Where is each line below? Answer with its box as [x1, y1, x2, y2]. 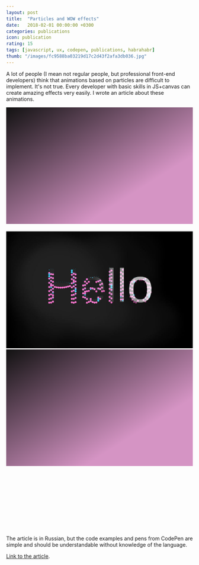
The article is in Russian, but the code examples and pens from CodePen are [6, 535, 194, 542]
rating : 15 [6, 41, 33, 47]
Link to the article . [6, 553, 50, 560]
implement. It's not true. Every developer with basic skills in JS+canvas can [6, 83, 191, 90]
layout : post [6, 9, 38, 15]
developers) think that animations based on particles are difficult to [6, 76, 170, 84]
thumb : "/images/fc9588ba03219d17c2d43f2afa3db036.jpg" [6, 53, 147, 59]
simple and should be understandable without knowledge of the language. [6, 541, 188, 548]
